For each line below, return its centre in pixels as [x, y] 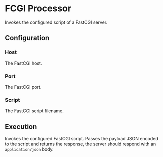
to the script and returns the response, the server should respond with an [81, 144]
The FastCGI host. [24, 63]
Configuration [27, 38]
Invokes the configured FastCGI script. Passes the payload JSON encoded [81, 139]
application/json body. [29, 149]
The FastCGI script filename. [34, 111]
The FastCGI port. [23, 87]
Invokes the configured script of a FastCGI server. [56, 22]
